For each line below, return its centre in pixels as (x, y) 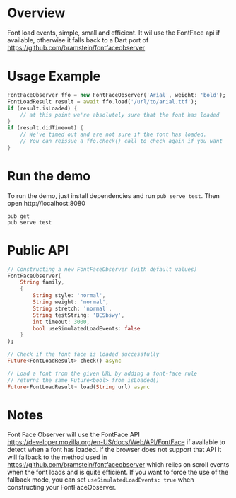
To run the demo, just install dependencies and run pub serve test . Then (114, 195)
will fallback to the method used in (57, 457)
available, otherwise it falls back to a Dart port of (78, 40)
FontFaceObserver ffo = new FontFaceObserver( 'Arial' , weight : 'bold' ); (117, 95)
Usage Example (54, 76)
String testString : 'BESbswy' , (79, 315)
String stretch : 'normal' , (72, 308)
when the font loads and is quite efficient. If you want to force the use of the (118, 473)
